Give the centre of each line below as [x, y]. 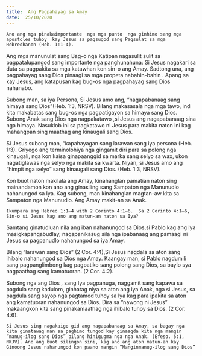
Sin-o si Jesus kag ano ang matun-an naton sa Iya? [72, 216]
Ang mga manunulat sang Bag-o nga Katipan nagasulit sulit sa [84, 56]
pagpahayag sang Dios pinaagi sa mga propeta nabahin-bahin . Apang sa [97, 75]
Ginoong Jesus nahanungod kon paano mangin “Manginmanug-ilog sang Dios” [101, 347]
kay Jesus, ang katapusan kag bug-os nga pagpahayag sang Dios [88, 81]
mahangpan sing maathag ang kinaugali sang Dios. [70, 132]
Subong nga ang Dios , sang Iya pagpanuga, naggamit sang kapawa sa [94, 283]
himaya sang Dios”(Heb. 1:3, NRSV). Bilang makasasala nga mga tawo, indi [99, 106]
